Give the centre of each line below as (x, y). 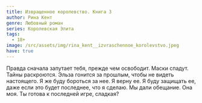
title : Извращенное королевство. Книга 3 (59, 12)
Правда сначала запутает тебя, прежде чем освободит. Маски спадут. (97, 68)
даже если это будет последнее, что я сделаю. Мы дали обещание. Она (99, 87)
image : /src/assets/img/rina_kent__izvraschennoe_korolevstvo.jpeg (93, 46)
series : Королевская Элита (40, 29)
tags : (13, 34)
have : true (20, 51)
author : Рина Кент (29, 17)
